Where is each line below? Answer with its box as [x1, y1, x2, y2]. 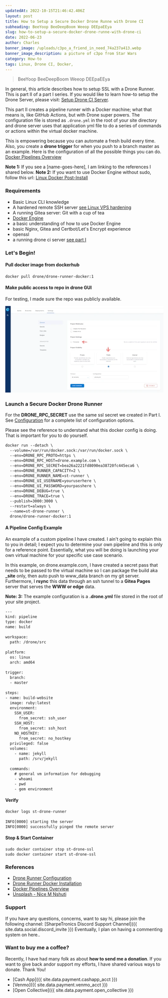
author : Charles [5, 41, 39, 46]
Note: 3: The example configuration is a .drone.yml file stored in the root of [5, 593, 163, 599]
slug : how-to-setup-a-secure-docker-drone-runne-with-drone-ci [5, 29, 142, 35]
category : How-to [5, 56, 42, 61]
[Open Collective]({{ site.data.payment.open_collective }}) [12, 987, 134, 993]
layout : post [5, 13, 33, 19]
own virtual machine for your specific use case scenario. [5, 552, 123, 558]
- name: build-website [5, 695, 53, 700]
